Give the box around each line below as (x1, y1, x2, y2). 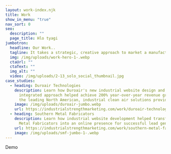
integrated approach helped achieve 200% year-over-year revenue (18, 93, 160, 98)
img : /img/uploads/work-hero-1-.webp (10, 54, 90, 60)
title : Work (5, 12, 31, 17)
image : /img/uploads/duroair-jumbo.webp (14, 102, 101, 107)
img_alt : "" (10, 69, 36, 74)
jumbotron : (5, 41, 28, 46)
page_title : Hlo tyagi (10, 36, 58, 41)
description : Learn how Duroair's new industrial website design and (14, 87, 165, 93)
